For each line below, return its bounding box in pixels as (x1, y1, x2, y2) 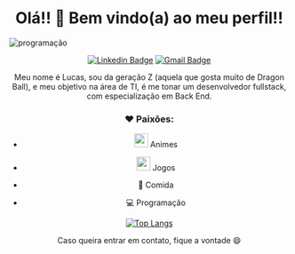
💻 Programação (125, 197, 187, 208)
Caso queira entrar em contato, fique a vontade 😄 (57, 235, 242, 246)
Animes (149, 139, 178, 150)
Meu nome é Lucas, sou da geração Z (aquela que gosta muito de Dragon (14, 71, 284, 83)
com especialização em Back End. (86, 91, 212, 101)
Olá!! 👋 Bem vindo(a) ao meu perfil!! (14, 8, 284, 28)
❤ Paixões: (124, 113, 175, 125)
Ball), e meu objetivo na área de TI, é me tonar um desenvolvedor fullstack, (12, 81, 287, 91)
